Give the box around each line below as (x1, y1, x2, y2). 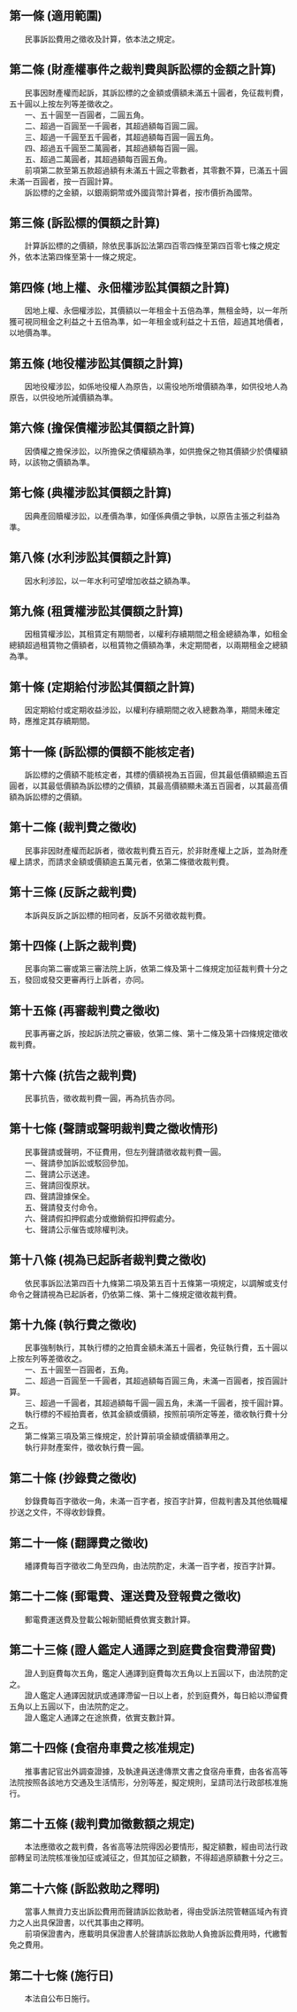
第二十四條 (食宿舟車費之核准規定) (9, 1741, 195, 1756)
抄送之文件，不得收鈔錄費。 (9, 1507, 110, 1517)
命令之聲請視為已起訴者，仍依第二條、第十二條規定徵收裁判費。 (9, 1289, 241, 1299)
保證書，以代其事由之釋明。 (47, 1917, 148, 1928)
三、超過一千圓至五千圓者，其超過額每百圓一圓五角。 (24, 131, 218, 142)
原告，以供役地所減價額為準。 (9, 393, 118, 403)
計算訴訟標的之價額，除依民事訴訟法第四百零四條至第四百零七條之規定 (24, 240, 280, 251)
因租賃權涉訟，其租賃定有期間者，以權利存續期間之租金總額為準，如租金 (24, 628, 288, 640)
